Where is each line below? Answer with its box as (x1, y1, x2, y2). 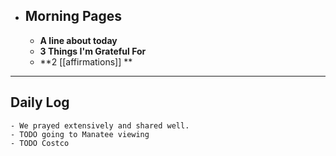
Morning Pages (24, 8, 123, 25)
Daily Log (10, 94, 70, 111)
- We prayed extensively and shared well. (10, 120, 190, 131)
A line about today (39, 34, 118, 46)
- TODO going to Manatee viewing (10, 129, 150, 139)
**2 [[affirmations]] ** (39, 55, 133, 68)
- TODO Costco (10, 138, 70, 148)
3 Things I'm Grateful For (39, 45, 147, 57)
